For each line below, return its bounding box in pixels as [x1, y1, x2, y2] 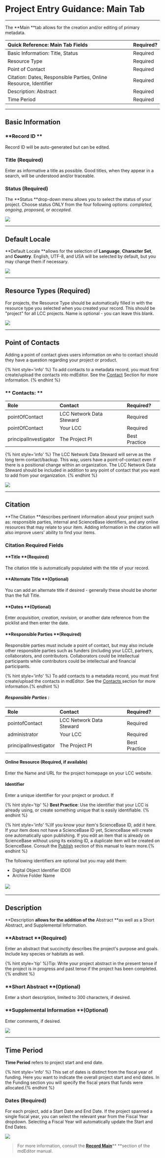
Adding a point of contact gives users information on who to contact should [5, 351, 158, 357]
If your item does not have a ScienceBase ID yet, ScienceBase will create [5, 827, 153, 833]
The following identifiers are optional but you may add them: [5, 857, 127, 863]
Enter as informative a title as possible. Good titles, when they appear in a [5, 167, 154, 173]
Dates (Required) [5, 1097, 47, 1104]
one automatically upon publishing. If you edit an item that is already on [5, 832, 150, 838]
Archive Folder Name [12, 872, 55, 878]
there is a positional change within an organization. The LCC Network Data [5, 462, 156, 467]
